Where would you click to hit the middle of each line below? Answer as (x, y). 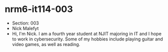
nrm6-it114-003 (39, 9)
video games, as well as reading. (46, 44)
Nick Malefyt (25, 28)
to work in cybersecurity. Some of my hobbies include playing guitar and (88, 39)
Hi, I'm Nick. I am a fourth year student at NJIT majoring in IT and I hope (87, 33)
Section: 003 (25, 23)
